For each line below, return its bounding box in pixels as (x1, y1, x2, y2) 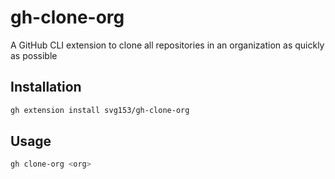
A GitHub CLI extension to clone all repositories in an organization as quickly (10, 39, 325, 51)
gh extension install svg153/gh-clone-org (10, 105, 190, 115)
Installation (10, 79, 82, 96)
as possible (10, 49, 58, 61)
